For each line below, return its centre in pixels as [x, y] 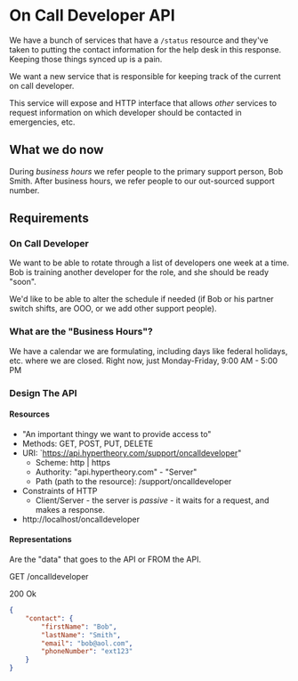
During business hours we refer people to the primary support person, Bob [146, 171]
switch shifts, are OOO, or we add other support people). [113, 309]
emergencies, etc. [42, 122]
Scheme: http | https [73, 462]
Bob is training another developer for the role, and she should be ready [139, 272]
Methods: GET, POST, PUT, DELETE [88, 443]
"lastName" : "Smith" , [81, 635]
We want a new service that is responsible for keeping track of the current [145, 76]
